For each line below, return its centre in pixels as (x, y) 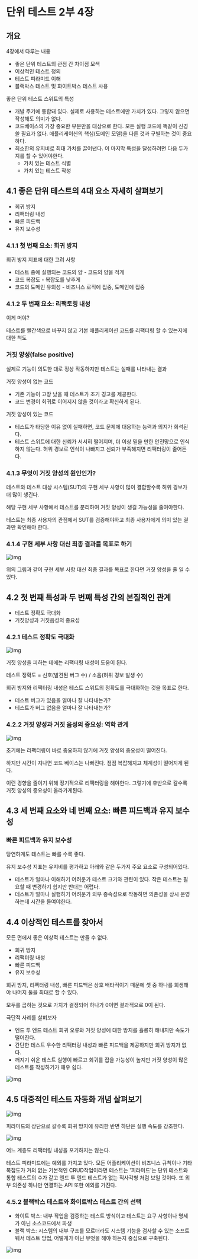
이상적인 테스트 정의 (38, 71)
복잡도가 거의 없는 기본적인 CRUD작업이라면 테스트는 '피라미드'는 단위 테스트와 (97, 1170)
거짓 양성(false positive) (40, 355)
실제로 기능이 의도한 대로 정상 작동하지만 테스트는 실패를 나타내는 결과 (87, 369)
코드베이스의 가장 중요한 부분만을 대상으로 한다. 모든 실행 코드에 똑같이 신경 (101, 126)
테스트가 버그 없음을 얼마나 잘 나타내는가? (63, 708)
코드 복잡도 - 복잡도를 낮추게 (48, 280)
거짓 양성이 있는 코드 (30, 414)
